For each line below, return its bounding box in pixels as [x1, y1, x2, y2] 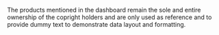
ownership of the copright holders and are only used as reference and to [7, 13, 212, 21]
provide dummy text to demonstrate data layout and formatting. [7, 21, 186, 28]
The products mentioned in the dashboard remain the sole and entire [7, 6, 201, 14]
